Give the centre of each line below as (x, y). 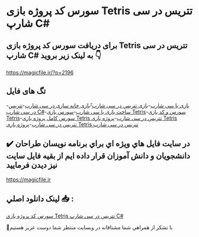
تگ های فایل (26, 91)
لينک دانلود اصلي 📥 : (40, 199)
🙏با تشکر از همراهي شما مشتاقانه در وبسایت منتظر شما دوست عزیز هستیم (89, 228)
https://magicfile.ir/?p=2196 (40, 73)
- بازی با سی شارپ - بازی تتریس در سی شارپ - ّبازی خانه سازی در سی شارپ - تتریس (98, 105)
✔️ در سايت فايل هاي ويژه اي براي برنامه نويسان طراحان (98, 144)
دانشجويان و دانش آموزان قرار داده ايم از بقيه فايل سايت (98, 156)
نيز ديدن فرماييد (32, 165)
